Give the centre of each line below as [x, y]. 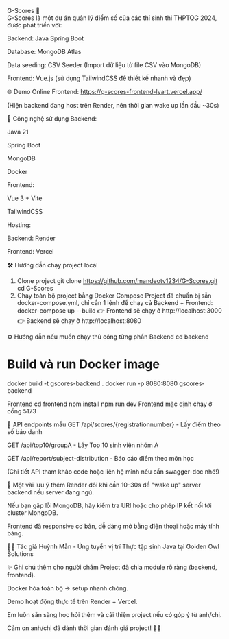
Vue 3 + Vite [25, 198]
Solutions [21, 554]
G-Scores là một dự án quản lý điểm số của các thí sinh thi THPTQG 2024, [112, 18]
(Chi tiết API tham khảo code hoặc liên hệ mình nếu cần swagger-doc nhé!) [113, 471]
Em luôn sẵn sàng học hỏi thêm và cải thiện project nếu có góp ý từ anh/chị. [114, 614]
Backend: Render [32, 238]
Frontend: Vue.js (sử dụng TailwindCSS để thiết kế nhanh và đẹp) [99, 78]
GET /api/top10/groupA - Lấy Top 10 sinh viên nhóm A [83, 445]
